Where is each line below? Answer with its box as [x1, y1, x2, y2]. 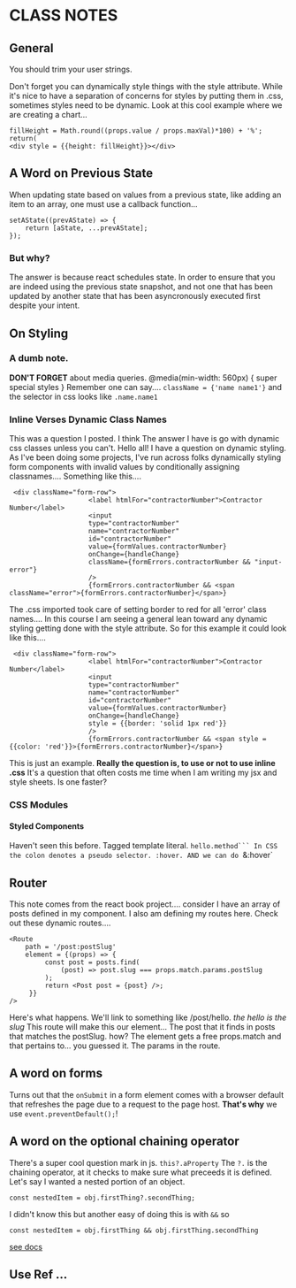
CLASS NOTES [9, 5, 118, 26]
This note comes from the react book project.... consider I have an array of [9, 899, 281, 909]
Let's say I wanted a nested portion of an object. [9, 1176, 186, 1186]
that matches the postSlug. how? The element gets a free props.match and [9, 1031, 282, 1042]
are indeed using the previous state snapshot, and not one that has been [9, 281, 274, 292]
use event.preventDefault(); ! [9, 1108, 118, 1119]
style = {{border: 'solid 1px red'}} [87, 719, 227, 728]
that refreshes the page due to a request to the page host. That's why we [9, 1099, 277, 1109]
